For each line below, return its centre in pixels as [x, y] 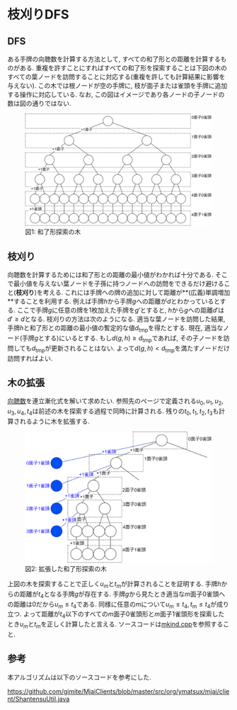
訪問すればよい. [30, 358]
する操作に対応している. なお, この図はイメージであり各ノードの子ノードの [116, 94]
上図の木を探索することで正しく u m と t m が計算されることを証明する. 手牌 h [114, 585]
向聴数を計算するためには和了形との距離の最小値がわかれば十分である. [110, 275]
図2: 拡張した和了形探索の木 [66, 569]
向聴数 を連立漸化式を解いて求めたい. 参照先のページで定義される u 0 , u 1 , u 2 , [116, 402]
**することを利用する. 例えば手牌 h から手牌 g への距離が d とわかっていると [114, 301]
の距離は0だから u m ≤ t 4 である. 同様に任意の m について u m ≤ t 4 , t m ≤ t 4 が [112, 605]
